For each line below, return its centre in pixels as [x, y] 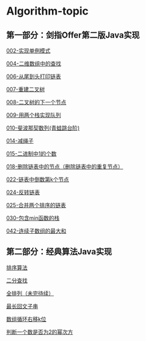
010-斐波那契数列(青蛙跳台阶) [43, 128]
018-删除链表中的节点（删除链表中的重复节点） [65, 167]
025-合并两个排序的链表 [36, 205]
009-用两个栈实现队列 [34, 115]
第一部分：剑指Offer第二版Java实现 [73, 35]
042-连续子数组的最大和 [36, 231]
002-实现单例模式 [28, 51]
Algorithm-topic [47, 11]
